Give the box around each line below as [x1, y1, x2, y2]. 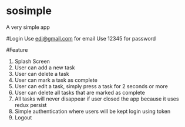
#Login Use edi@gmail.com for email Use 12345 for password [6, 35, 156, 42]
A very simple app [6, 24, 50, 31]
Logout [14, 113, 32, 121]
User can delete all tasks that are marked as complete [14, 89, 145, 96]
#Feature [6, 46, 28, 54]
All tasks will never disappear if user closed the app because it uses [14, 95, 179, 102]
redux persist [14, 101, 47, 108]
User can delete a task [14, 70, 69, 77]
